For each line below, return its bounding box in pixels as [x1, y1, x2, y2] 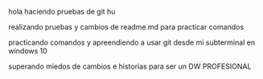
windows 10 [8, 46, 48, 55]
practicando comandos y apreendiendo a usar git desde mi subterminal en [8, 38, 256, 47]
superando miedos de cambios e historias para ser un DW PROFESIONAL [8, 61, 252, 71]
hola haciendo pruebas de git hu [8, 7, 116, 16]
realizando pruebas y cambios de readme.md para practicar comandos [8, 22, 245, 31]
